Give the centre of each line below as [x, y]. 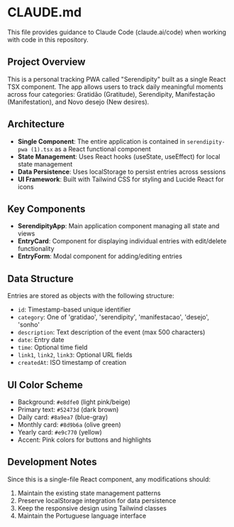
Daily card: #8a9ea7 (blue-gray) [63, 417]
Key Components [46, 209]
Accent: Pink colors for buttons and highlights [84, 440]
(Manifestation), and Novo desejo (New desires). [78, 102]
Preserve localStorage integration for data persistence [97, 500]
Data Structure [41, 278]
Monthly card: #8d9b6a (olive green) [69, 425]
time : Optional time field [52, 347]
